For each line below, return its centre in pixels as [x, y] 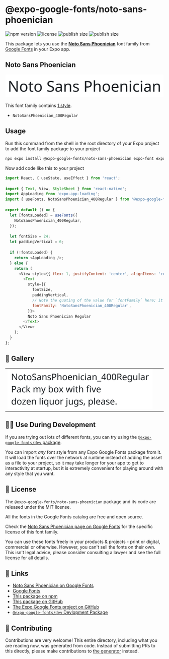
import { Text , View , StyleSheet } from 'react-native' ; [66, 189]
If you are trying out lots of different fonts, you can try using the [71, 437]
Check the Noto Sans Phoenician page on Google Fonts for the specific [79, 526]
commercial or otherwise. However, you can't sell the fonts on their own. [80, 547]
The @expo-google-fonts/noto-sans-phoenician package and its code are [81, 501]
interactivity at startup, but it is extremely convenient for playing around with [84, 468]
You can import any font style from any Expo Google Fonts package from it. [83, 452]
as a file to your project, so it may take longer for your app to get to [75, 463]
